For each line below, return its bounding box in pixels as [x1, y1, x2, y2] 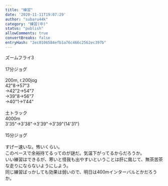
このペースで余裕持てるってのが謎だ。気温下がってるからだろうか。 [5, 150, 145, 156]
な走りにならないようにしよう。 [5, 162, 71, 168]
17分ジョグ [5, 66, 28, 72]
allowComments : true [5, 31, 49, 36]
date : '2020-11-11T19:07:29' [5, 12, 66, 17]
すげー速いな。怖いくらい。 [5, 144, 63, 150]
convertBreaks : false [5, 36, 51, 41]
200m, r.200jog [5, 77, 38, 83]
